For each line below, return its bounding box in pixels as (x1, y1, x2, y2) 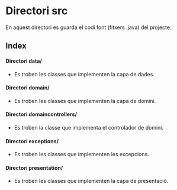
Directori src (5, 4, 68, 18)
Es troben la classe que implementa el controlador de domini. (14, 124, 164, 131)
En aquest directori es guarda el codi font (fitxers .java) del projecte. (5, 24, 172, 31)
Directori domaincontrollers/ (5, 111, 78, 118)
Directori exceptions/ (5, 137, 59, 144)
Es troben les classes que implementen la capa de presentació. (14, 178, 169, 185)
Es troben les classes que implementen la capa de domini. (14, 97, 156, 104)
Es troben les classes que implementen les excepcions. (14, 151, 149, 158)
